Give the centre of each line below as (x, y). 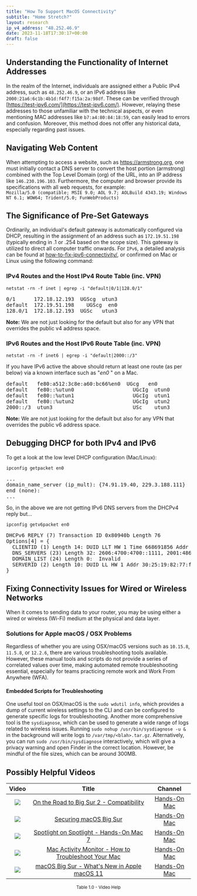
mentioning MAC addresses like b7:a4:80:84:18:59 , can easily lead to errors (98, 117)
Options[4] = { (28, 541)
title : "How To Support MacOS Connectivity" (61, 11)
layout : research (27, 22)
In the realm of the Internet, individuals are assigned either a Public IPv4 (93, 86)
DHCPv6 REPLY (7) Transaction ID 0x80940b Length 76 (84, 535)
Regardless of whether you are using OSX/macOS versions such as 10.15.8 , (98, 646)
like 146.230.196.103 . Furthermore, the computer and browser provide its (94, 181)
